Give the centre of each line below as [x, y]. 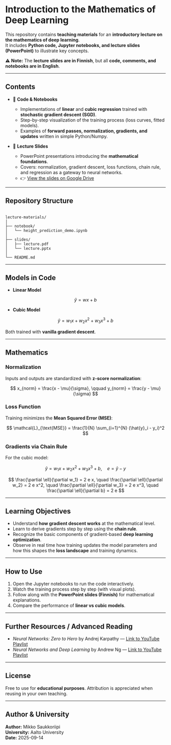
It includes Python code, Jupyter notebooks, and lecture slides [73, 45]
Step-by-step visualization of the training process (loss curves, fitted [92, 120]
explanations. [27, 600]
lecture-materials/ [26, 217]
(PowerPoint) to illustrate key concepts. [47, 51]
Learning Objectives [38, 511]
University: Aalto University [35, 732]
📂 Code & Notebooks [35, 99]
